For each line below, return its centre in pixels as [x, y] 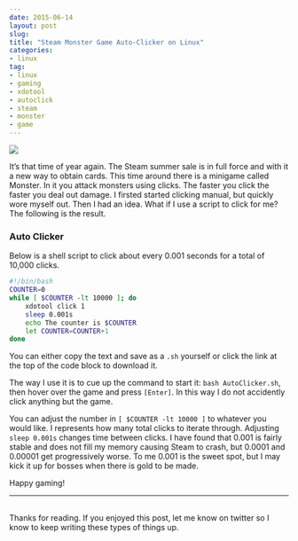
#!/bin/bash [31, 282]
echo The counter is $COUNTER [81, 323]
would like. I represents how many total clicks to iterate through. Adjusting [144, 428]
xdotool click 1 [55, 306]
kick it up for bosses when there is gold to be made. [104, 466]
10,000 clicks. [35, 265]
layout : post [33, 26]
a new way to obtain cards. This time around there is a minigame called [139, 176]
